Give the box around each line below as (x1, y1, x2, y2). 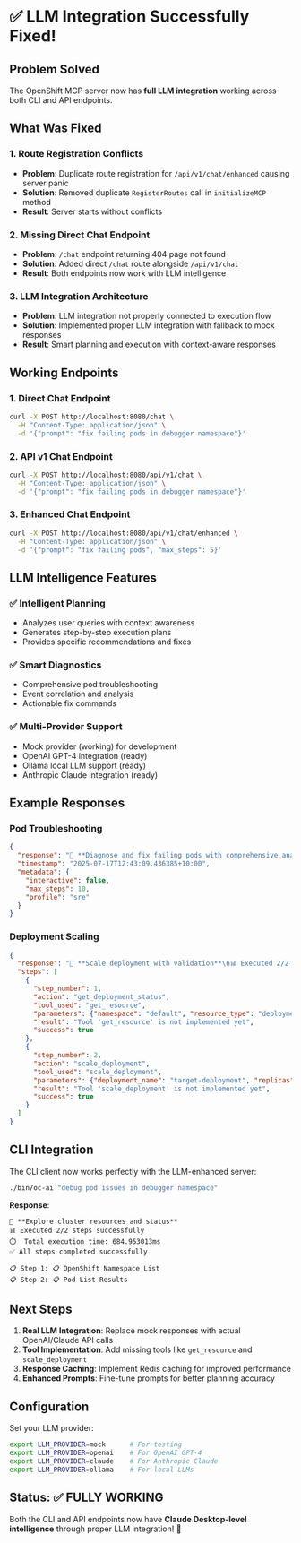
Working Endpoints (9, 365, 119, 380)
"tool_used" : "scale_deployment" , (32, 1067, 163, 1076)
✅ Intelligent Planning (9, 597, 106, 609)
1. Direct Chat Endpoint (9, 392, 111, 404)
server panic (21, 177, 70, 188)
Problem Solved (9, 61, 100, 77)
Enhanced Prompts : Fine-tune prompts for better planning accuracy (21, 1373, 276, 1384)
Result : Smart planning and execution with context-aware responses (21, 339, 276, 350)
